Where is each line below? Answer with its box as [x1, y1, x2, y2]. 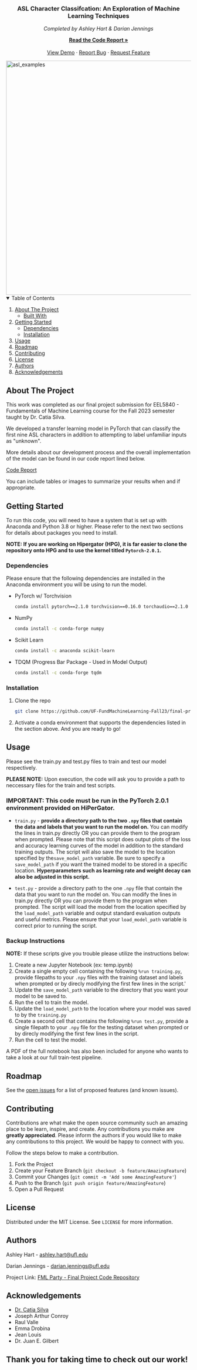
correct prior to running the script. [14, 922, 97, 929]
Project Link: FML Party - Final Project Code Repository [6, 1274, 140, 1281]
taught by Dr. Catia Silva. [6, 414, 66, 421]
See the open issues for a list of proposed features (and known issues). [6, 1087, 179, 1094]
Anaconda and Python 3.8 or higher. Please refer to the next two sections [6, 523, 184, 530]
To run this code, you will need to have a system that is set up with [6, 516, 167, 523]
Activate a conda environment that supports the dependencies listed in [14, 718, 186, 726]
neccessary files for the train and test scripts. [6, 781, 116, 788]
